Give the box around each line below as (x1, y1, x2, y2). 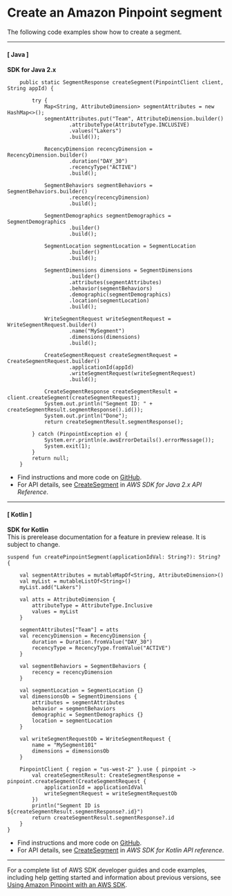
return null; (32, 455, 70, 462)
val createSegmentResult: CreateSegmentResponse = (32, 772, 181, 779)
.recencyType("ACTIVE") (68, 164, 137, 171)
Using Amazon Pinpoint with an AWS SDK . (7, 881, 128, 889)
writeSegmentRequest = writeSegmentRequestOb (43, 790, 177, 798)
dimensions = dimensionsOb (32, 748, 110, 755)
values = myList (32, 608, 79, 615)
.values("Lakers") (68, 128, 122, 134)
